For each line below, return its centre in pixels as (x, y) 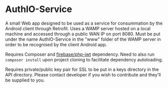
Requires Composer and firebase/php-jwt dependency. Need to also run (80, 54)
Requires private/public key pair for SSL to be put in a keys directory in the (82, 69)
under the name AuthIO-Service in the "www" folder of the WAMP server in (83, 39)
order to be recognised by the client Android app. (56, 44)
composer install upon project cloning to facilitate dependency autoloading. (84, 59)
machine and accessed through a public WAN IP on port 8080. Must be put (83, 34)
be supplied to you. (25, 80)
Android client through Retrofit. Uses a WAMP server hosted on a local (78, 28)
